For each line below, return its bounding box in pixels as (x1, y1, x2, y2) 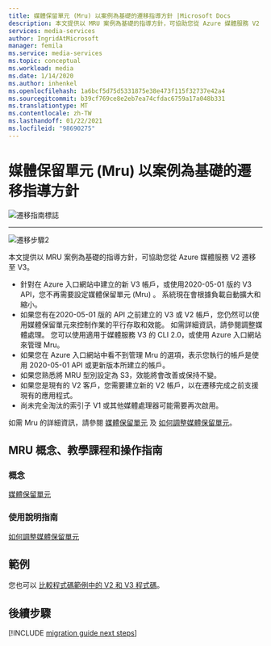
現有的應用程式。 (19, 390, 77, 400)
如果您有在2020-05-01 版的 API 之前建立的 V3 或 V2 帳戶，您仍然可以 (19, 309, 252, 319)
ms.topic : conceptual (8, 57, 81, 65)
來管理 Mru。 (19, 340, 65, 350)
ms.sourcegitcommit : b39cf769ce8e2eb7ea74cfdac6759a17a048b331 (8, 94, 226, 103)
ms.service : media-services (8, 49, 103, 57)
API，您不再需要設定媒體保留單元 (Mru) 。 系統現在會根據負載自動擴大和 (19, 289, 261, 299)
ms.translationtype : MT (8, 102, 89, 110)
